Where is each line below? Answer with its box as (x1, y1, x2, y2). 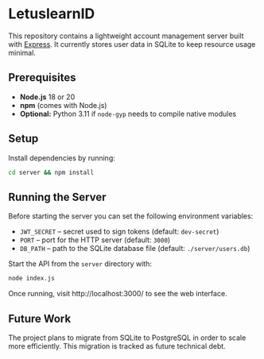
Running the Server (8, 190, 107, 203)
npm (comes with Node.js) (19, 100, 107, 110)
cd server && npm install (8, 168, 94, 176)
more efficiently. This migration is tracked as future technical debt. (8, 341, 227, 350)
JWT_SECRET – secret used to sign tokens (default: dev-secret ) (19, 227, 219, 237)
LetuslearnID (8, 5, 95, 23)
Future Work (8, 311, 72, 326)
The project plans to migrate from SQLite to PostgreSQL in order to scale (8, 333, 247, 342)
